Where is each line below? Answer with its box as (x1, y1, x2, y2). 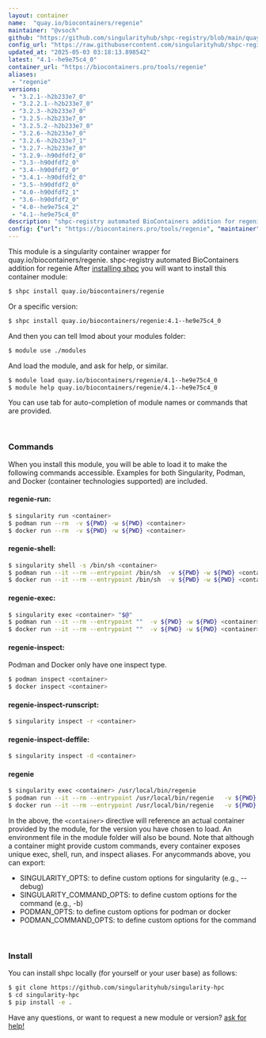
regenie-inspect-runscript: (8, 700, 99, 709)
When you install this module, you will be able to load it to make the (8, 459, 228, 469)
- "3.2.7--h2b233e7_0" (11, 144, 87, 152)
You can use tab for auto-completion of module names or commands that (8, 397, 248, 408)
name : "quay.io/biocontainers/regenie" (8, 19, 144, 27)
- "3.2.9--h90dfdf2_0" (11, 151, 87, 159)
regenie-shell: (8, 544, 56, 553)
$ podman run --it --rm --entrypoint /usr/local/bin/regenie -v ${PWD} (8, 794, 257, 802)
